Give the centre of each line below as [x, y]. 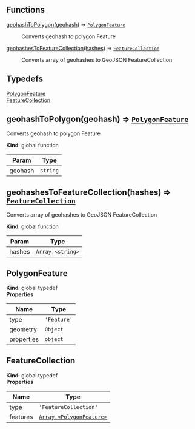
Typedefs [25, 79]
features [21, 417]
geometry [23, 329]
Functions [26, 10]
